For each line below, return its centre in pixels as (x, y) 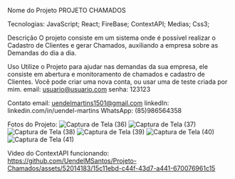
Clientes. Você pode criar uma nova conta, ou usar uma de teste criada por (117, 82)
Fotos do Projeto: (32, 124)
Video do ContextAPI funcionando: (58, 153)
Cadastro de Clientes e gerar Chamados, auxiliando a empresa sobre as (113, 45)
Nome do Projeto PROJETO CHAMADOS (67, 10)
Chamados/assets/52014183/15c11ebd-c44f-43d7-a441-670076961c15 (111, 168)
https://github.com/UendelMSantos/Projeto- (72, 161)
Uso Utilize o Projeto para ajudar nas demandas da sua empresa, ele (108, 66)
